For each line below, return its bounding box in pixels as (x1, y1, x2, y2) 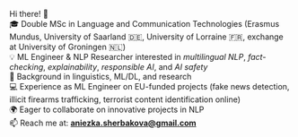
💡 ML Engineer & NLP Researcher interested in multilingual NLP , (9, 52, 247, 62)
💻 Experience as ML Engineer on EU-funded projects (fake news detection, (9, 81, 290, 91)
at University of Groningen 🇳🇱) (9, 41, 127, 52)
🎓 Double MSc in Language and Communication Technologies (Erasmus (9, 19, 280, 29)
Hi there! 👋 (9, 9, 49, 19)
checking (9, 62, 44, 72)
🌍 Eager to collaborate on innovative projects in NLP (9, 104, 205, 115)
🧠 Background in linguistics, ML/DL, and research (9, 72, 192, 81)
